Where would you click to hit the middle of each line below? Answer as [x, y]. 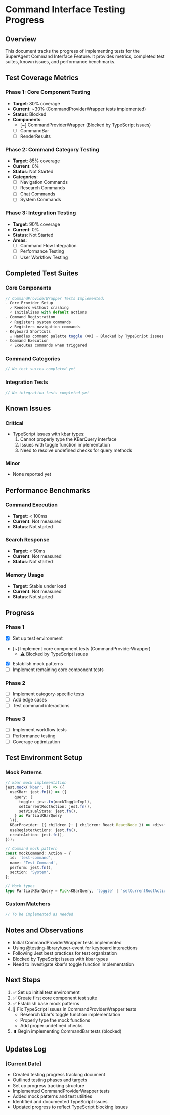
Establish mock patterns [38, 663]
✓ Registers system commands [40, 322]
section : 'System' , [30, 872]
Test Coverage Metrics [42, 78]
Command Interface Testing [65, 9]
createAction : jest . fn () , [37, 835]
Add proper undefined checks [51, 1026]
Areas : [20, 240]
